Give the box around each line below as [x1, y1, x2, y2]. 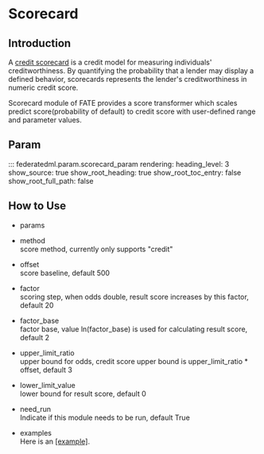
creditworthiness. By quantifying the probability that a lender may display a [8, 66, 254, 76]
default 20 [19, 300, 54, 310]
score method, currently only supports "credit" [19, 244, 173, 254]
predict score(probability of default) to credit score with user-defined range [8, 107, 256, 116]
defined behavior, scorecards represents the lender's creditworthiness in [8, 75, 247, 83]
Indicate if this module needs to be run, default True [19, 413, 191, 422]
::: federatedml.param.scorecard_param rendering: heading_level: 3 [8, 159, 230, 169]
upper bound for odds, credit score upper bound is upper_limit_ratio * [19, 356, 249, 366]
